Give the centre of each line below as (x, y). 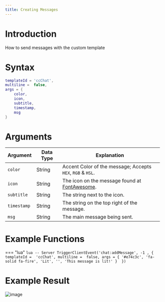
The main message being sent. (98, 217)
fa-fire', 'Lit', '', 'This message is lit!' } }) (72, 261)
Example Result (37, 281)
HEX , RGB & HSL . (79, 173)
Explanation (110, 155)
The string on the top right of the (100, 203)
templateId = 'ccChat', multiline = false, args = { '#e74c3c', (74, 257)
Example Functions (45, 239)
